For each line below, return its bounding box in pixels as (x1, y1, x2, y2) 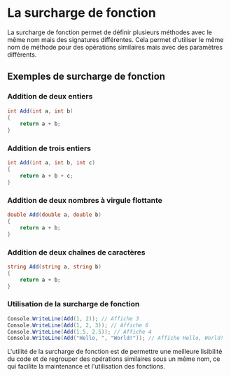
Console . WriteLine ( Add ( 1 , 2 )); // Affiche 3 (7, 315, 139, 322)
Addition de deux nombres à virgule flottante (7, 195, 163, 205)
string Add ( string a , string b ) (7, 264, 101, 271)
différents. (7, 50, 37, 59)
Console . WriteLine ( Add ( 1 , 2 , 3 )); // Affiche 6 (7, 322, 149, 329)
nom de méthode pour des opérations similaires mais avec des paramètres (7, 43, 223, 51)
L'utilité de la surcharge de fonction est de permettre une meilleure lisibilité (7, 348, 223, 356)
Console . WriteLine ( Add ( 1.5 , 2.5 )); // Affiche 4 (7, 328, 152, 335)
